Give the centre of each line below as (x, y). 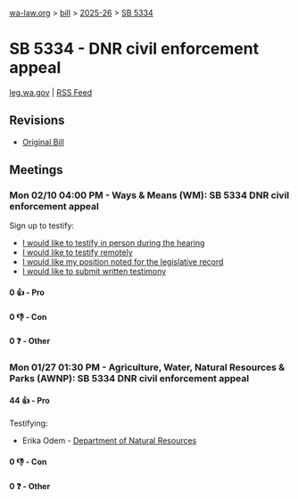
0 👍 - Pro (27, 292)
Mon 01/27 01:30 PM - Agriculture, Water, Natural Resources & (147, 367)
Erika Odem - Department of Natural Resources (109, 441)
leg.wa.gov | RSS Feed (51, 92)
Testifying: (29, 423)
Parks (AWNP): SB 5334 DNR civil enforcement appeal (129, 379)
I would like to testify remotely (78, 252)
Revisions (37, 121)
